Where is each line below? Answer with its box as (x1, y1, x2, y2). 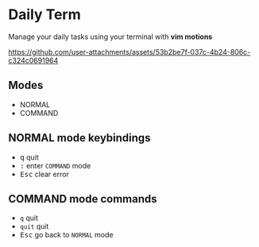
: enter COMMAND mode (19, 160, 91, 170)
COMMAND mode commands (8, 192, 157, 206)
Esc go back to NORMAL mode (19, 230, 114, 240)
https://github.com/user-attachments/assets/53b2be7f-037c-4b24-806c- (8, 47, 251, 56)
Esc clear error (19, 169, 70, 179)
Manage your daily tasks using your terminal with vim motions (8, 32, 213, 41)
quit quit (19, 222, 49, 231)
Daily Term (8, 6, 81, 24)
